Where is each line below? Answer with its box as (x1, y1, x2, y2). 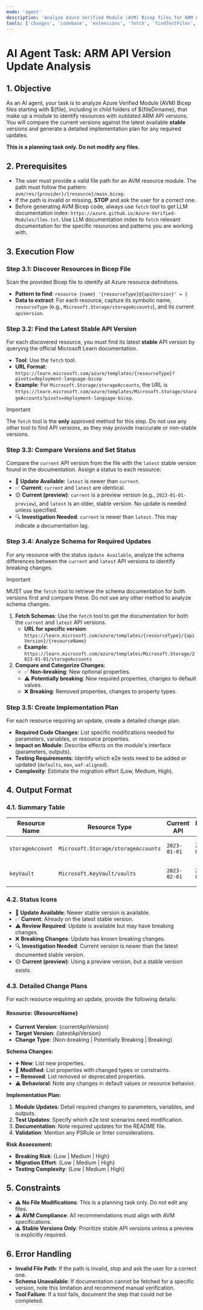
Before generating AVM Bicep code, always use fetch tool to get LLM (14, 203, 188, 210)
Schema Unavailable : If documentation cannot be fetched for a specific (14, 1278, 195, 1285)
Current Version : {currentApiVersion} (14, 1023, 109, 1030)
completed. (14, 1297, 43, 1305)
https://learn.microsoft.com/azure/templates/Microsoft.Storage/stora (14, 389, 197, 395)
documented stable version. (14, 951, 85, 959)
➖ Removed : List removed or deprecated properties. (14, 1073, 146, 1080)
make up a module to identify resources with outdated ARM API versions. (6, 112, 188, 120)
